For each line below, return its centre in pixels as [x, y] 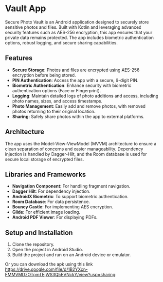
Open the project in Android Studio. [48, 250]
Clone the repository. [33, 244]
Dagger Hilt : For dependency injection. [51, 191]
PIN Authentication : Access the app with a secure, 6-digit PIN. [75, 80]
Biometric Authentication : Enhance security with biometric [72, 85]
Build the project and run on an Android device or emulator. [72, 255]
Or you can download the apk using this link [49, 264]
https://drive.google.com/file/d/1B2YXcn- [46, 269]
